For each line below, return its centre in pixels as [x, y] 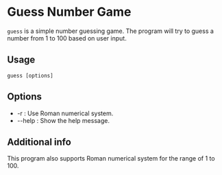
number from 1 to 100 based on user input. [67, 38]
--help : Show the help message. [63, 120]
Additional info [39, 142]
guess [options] [30, 75]
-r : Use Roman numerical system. [65, 113]
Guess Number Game [69, 12]
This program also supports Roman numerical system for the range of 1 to [111, 159]
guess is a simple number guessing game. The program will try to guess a [111, 31]
